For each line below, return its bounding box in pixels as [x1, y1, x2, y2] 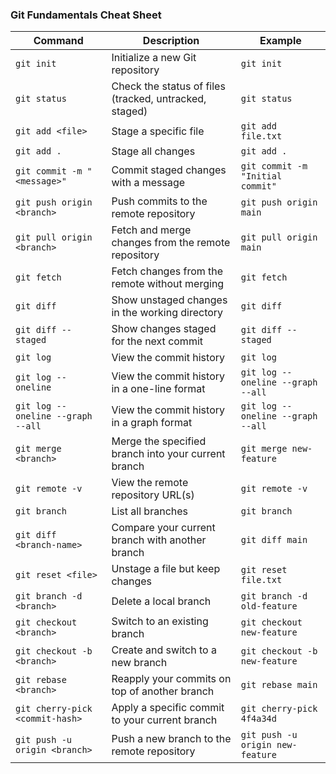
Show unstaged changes [111, 293, 228, 307]
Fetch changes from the [111, 264, 224, 278]
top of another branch [111, 684, 215, 698]
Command [33, 34, 84, 48]
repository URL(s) [111, 488, 195, 502]
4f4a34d [240, 713, 277, 725]
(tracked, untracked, [111, 92, 207, 106]
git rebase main [240, 679, 318, 691]
